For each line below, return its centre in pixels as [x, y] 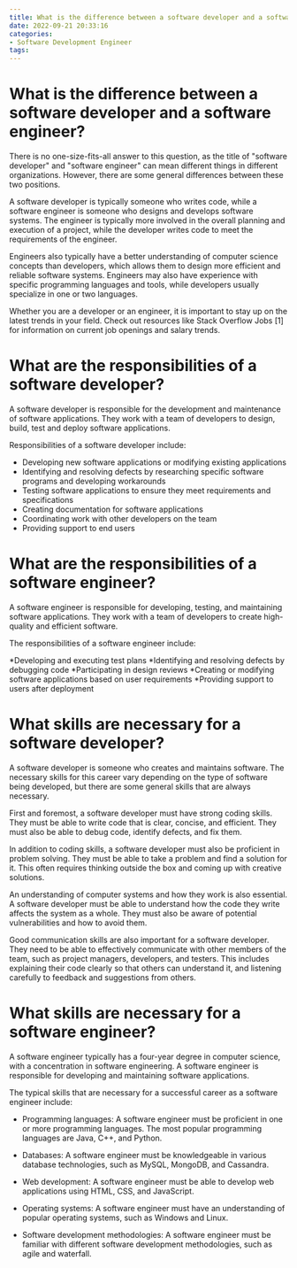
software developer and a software [140, 113]
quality [22, 626]
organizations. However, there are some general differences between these [147, 175]
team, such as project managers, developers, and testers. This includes [139, 958]
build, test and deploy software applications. [90, 428]
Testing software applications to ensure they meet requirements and [146, 491]
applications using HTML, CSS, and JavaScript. [108, 1191]
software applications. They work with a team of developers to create [136, 616]
